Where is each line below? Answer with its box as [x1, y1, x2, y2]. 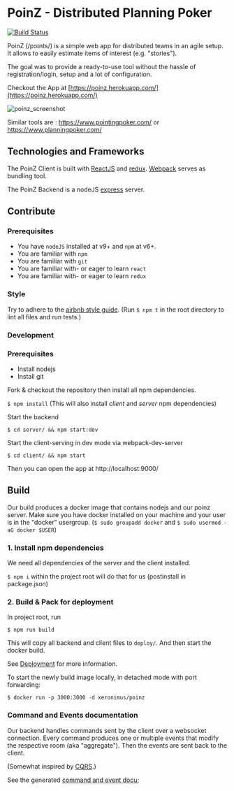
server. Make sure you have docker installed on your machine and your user [7, 510, 226, 518]
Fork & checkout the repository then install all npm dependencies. [7, 386, 197, 394]
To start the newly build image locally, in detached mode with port [7, 673, 198, 682]
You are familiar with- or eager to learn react [17, 264, 147, 273]
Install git [17, 372, 44, 380]
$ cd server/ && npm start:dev [7, 426, 98, 433]
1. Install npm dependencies [7, 543, 104, 553]
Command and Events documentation [7, 711, 138, 720]
